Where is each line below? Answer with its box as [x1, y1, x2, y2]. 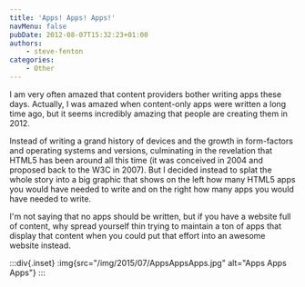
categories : [9, 55, 55, 64]
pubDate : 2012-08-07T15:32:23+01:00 [9, 30, 148, 39]
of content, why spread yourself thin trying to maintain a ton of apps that [9, 220, 282, 232]
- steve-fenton [25, 47, 84, 56]
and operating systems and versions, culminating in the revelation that [9, 144, 273, 155]
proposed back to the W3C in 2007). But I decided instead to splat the [9, 164, 272, 175]
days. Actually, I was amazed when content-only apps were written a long [9, 98, 287, 109]
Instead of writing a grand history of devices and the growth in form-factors [9, 135, 294, 146]
